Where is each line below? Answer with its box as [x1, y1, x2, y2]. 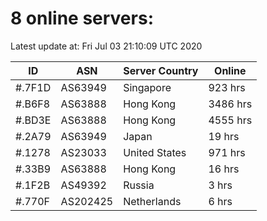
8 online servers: [10, 7, 154, 30]
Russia [123, 178, 155, 192]
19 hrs [208, 129, 240, 143]
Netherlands [123, 194, 182, 208]
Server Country [123, 63, 199, 77]
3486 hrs [208, 97, 253, 111]
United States [123, 145, 187, 159]
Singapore [123, 80, 172, 94]
